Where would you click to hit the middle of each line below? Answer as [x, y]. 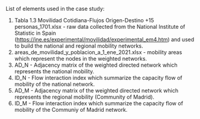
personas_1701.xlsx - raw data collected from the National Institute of [100, 27]
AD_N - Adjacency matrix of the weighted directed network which [96, 65]
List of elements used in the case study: [55, 9]
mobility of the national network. [55, 84]
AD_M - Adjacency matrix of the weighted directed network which [96, 90]
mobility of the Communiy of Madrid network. [71, 110]
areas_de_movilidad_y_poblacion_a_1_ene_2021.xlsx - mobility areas [98, 52]
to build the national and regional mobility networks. [79, 46]
